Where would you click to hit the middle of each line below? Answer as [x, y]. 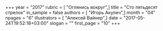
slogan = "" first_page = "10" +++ [85, 23]
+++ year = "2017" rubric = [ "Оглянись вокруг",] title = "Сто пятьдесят [81, 7]
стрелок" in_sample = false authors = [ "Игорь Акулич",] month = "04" [80, 12]
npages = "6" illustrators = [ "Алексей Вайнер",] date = [64, 18]
